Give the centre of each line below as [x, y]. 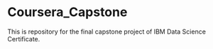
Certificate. [24, 38]
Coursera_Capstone [67, 12]
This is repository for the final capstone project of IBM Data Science [106, 31]
